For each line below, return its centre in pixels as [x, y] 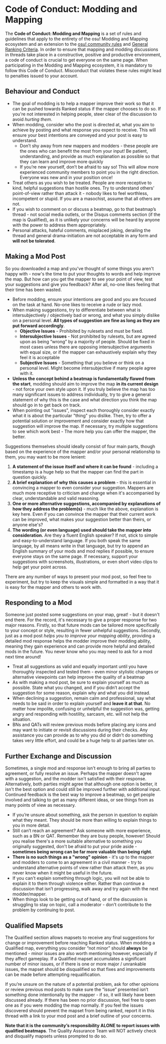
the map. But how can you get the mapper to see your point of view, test [79, 279]
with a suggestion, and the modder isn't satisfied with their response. [76, 779]
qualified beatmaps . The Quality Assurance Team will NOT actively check [81, 1031]
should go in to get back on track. [47, 405]
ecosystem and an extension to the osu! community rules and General [77, 44]
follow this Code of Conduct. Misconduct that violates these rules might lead [83, 70]
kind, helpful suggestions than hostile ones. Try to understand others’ [83, 188]
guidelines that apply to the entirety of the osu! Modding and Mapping [77, 39]
